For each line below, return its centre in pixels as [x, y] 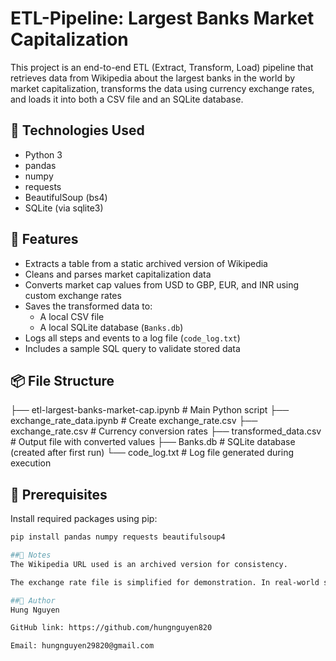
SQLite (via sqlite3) [64, 208]
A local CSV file [72, 316]
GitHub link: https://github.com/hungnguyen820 [111, 628]
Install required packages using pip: [84, 519]
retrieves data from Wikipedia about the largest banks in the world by [153, 78]
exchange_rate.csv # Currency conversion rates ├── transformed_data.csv [166, 431]
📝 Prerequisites [59, 494]
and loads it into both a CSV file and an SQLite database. [127, 99]
